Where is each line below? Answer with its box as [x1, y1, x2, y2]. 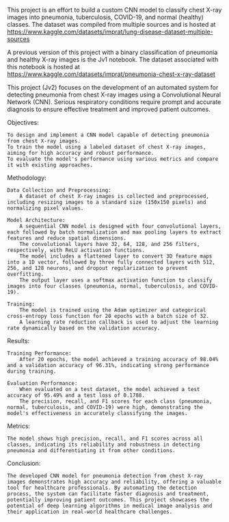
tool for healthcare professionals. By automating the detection [7, 484, 197, 491]
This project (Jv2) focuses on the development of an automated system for [7, 84, 219, 91]
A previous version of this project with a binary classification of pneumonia [7, 48, 218, 56]
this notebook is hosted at [7, 63, 81, 71]
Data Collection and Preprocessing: [7, 187, 111, 194]
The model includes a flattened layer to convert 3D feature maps [19, 253, 213, 260]
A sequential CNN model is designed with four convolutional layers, [19, 223, 222, 229]
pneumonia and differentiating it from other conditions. [7, 447, 176, 454]
